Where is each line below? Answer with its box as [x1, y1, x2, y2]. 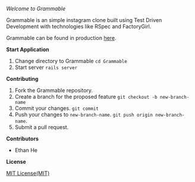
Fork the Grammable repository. [14, 87, 93, 94]
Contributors [6, 135, 39, 142]
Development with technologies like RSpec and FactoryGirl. [6, 23, 152, 30]
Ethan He [14, 147, 37, 153]
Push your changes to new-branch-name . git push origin [14, 111, 153, 118]
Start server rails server [14, 64, 78, 71]
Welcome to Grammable [6, 5, 66, 12]
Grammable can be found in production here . [6, 34, 117, 41]
